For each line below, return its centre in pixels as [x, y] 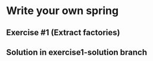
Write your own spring [63, 11]
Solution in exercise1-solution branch [77, 52]
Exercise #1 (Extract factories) [63, 33]
